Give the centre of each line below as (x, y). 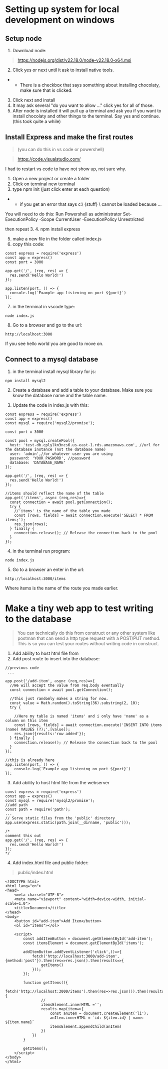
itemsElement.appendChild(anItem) (86, 1026)
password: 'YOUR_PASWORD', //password (50, 458)
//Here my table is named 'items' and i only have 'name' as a (81, 716)
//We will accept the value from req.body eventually (67, 685)
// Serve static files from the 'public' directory (60, 818)
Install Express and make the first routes (69, 137)
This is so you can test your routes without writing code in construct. (88, 643)
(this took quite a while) (36, 121)
